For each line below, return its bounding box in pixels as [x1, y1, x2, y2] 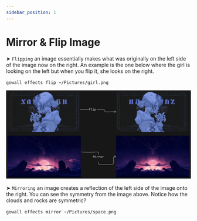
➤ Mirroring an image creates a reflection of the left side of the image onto [6, 184, 188, 191]
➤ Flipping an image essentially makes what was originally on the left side [6, 55, 186, 62]
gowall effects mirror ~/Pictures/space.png [6, 209, 117, 215]
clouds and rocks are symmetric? [6, 197, 87, 204]
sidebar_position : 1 [6, 9, 57, 15]
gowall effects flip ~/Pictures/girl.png [6, 79, 109, 85]
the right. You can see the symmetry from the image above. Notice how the [6, 190, 188, 197]
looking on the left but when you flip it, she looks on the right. [6, 68, 154, 75]
